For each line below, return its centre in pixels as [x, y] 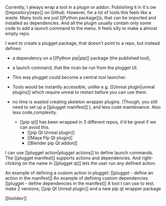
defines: [14, 48]
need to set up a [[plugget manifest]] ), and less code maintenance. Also [86, 107]
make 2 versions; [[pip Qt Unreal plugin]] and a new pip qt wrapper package [83, 189]
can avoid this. [35, 127]
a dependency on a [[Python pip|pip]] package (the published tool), [81, 58]
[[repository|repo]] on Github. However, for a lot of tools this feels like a [78, 12]
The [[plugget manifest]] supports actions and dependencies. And [73, 158]
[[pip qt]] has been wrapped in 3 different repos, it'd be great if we [88, 122]
